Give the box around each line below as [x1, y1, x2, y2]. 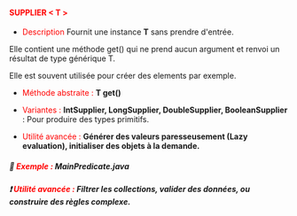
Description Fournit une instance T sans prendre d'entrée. [21, 27, 234, 37]
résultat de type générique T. [9, 53, 116, 64]
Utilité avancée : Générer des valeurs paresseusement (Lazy [21, 131, 248, 142]
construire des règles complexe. [9, 197, 131, 207]
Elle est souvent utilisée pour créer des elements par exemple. [9, 71, 237, 81]
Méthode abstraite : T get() [21, 88, 121, 98]
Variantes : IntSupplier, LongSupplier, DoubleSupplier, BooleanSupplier [21, 104, 288, 115]
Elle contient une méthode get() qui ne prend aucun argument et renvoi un [9, 44, 280, 55]
